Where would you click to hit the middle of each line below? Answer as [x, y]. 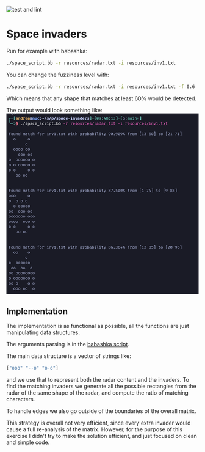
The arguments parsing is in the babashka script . [68, 344]
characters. [21, 399]
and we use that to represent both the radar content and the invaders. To [98, 380]
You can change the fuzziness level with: [58, 75]
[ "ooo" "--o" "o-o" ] [33, 368]
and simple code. [28, 442]
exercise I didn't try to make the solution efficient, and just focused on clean [102, 436]
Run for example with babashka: [47, 51]
